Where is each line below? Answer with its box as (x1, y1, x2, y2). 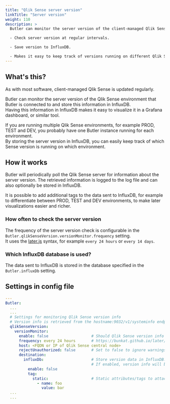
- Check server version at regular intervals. (10, 36, 110, 41)
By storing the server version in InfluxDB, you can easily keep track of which (5, 138, 164, 144)
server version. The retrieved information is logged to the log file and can (5, 177, 158, 183)
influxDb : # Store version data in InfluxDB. (23, 357, 166, 362)
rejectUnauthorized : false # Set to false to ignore (18, 348, 146, 353)
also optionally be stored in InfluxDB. (5, 182, 82, 188)
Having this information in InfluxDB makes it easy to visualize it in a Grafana (5, 107, 163, 113)
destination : (18, 352, 47, 358)
